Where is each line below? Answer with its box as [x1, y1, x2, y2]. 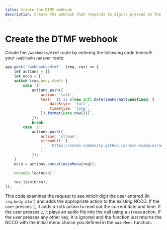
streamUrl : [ [40, 139, 68, 144]
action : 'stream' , [40, 134, 79, 139]
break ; [31, 120, 46, 125]
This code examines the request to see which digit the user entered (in [5, 193, 150, 199]
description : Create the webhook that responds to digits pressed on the [5, 12, 162, 17]
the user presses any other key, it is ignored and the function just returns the [5, 214, 162, 220]
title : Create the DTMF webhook [5, 7, 72, 12]
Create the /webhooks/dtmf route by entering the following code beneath [5, 50, 153, 56]
